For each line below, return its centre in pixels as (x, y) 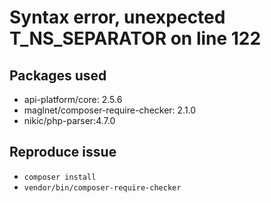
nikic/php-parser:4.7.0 (69, 120)
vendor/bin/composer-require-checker (102, 187)
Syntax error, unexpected (117, 17)
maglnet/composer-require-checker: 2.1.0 (110, 110)
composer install (60, 177)
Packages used (58, 75)
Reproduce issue (63, 152)
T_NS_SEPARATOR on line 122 (135, 38)
